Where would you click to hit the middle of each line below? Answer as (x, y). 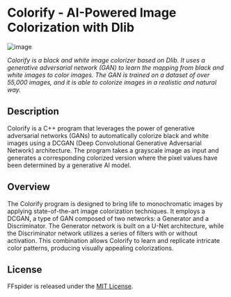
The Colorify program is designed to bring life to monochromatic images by (115, 203)
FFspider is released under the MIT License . (70, 287)
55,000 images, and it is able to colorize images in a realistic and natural (112, 82)
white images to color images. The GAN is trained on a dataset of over (109, 75)
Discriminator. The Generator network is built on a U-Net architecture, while (115, 226)
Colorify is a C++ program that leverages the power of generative (101, 128)
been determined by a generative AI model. (69, 165)
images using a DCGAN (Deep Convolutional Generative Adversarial (104, 143)
